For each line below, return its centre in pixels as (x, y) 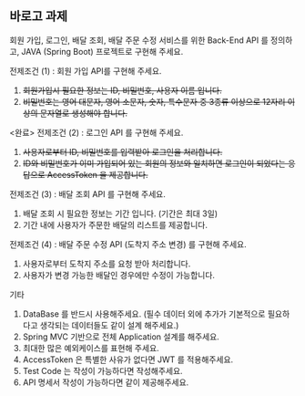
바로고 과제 (39, 16)
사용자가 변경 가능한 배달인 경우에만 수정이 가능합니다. (119, 275)
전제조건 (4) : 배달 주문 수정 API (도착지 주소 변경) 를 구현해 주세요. (128, 244)
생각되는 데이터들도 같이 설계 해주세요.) (109, 325)
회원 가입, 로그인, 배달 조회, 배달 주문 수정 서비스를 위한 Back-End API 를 (139, 40)
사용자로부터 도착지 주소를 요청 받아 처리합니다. (107, 264)
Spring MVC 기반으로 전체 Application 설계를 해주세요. (121, 337)
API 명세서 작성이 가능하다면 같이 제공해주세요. (106, 382)
